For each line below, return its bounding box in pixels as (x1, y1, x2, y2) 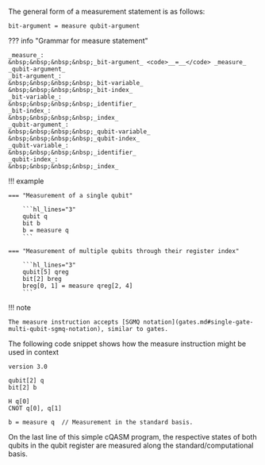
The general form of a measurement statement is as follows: (8, 7, 205, 16)
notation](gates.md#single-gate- (143, 318, 254, 326)
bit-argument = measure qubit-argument (8, 22, 140, 30)
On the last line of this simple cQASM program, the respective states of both (8, 432, 257, 441)
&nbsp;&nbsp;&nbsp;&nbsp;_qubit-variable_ (8, 128, 151, 136)
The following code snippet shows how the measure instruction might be (8, 339, 247, 348)
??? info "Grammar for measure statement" (8, 36, 148, 45)
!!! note (8, 303, 32, 312)
